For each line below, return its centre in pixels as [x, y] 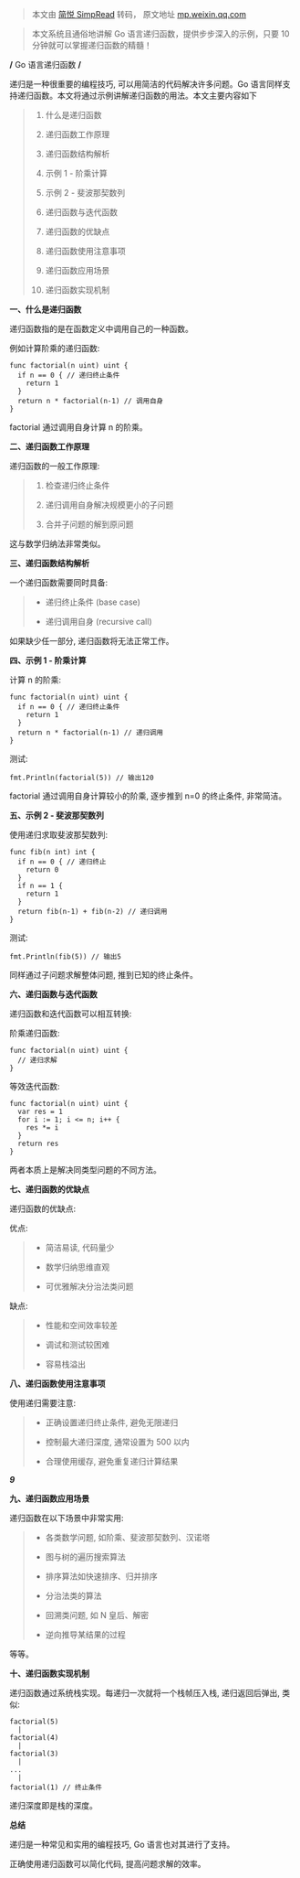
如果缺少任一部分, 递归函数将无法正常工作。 [92, 641]
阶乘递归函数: [35, 1033]
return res [38, 1143]
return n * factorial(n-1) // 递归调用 [91, 733]
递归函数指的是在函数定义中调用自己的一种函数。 [101, 329]
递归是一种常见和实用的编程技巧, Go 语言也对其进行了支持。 [122, 1844]
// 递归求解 [37, 1060]
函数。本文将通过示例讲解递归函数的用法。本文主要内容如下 [145, 96]
